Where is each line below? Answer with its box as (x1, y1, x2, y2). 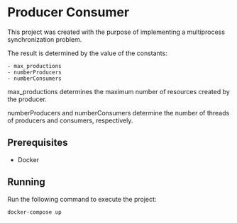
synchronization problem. (7, 35, 82, 43)
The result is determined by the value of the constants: (7, 49, 168, 57)
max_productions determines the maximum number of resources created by (7, 87, 231, 96)
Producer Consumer (7, 4, 130, 21)
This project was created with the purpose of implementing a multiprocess (7, 28, 226, 36)
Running (7, 176, 46, 188)
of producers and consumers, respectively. (7, 116, 133, 125)
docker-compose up (7, 208, 62, 216)
